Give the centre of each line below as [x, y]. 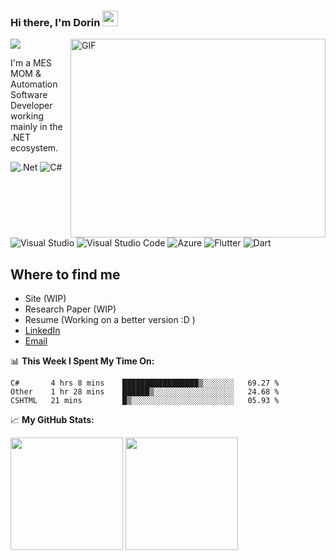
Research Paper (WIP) [70, 309]
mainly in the [36, 127]
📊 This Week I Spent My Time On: [82, 361]
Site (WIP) [45, 299]
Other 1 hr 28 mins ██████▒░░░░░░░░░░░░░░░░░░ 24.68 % [145, 392]
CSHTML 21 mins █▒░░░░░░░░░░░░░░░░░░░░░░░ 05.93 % [145, 401]
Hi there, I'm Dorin [55, 22]
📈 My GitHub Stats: [52, 420]
